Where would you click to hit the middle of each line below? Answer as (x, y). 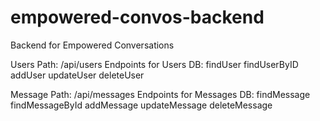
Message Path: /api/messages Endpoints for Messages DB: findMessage (160, 94)
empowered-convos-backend (137, 17)
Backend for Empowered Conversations (92, 45)
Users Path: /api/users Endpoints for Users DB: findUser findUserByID (154, 64)
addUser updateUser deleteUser (77, 75)
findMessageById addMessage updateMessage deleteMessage (141, 105)
